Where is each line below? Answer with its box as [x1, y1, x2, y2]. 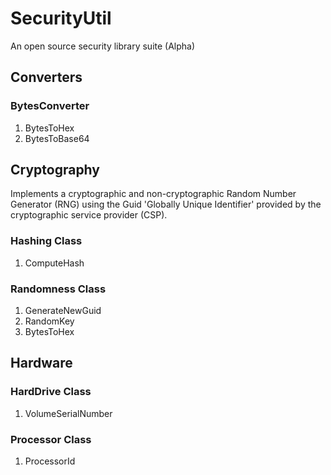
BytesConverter [10, 99, 90, 113]
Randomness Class [10, 282, 107, 296]
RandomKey [24, 315, 75, 327]
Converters [10, 69, 83, 86]
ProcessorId [24, 455, 76, 467]
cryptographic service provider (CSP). [10, 209, 168, 221]
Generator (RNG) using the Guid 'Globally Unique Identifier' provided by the [10, 198, 322, 211]
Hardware [10, 355, 73, 372]
